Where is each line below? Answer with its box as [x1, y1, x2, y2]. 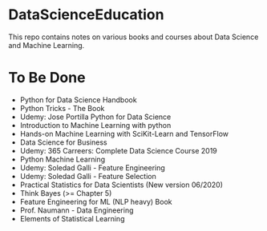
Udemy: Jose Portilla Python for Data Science [19, 112, 172, 121]
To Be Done [8, 69, 86, 87]
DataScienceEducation [8, 6, 164, 24]
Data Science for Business [19, 137, 107, 147]
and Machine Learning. [8, 40, 85, 50]
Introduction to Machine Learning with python [19, 120, 172, 129]
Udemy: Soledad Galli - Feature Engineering [19, 162, 166, 173]
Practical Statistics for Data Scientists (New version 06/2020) [19, 180, 223, 189]
